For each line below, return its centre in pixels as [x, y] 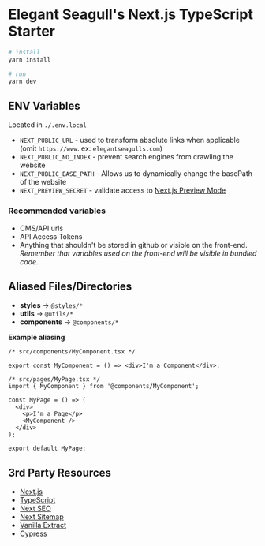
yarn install [30, 60]
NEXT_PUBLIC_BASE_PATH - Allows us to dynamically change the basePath [136, 174]
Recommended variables [57, 211]
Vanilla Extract [43, 525]
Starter [32, 31]
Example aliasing [37, 338]
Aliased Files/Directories [70, 286]
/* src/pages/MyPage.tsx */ [54, 380]
